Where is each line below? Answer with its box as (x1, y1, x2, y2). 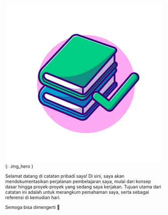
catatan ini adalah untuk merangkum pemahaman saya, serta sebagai (5, 189, 149, 195)
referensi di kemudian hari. (5, 194, 61, 200)
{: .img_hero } (5, 163, 34, 169)
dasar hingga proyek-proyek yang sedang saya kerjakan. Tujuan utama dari (5, 184, 161, 190)
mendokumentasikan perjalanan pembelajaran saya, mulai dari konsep (5, 178, 151, 184)
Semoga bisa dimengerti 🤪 (5, 204, 60, 210)
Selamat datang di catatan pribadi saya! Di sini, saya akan (5, 173, 125, 179)
